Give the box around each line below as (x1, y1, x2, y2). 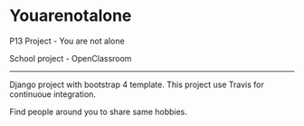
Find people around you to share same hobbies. (9, 106, 188, 117)
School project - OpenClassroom (9, 53, 132, 63)
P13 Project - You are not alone (9, 35, 125, 46)
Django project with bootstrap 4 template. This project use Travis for (9, 79, 264, 90)
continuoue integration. (9, 88, 97, 100)
